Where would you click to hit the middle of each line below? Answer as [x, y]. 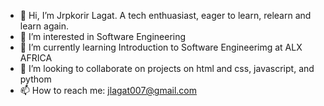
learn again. [44, 26]
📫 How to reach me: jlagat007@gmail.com [108, 90]
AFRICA [36, 58]
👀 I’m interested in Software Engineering [103, 36]
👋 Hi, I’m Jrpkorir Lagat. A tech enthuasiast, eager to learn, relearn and [165, 15]
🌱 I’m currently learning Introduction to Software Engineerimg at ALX [161, 47]
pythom [35, 79]
